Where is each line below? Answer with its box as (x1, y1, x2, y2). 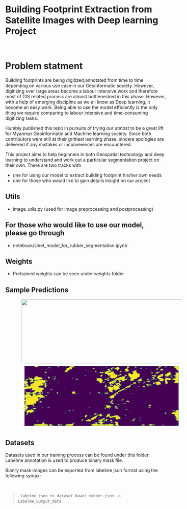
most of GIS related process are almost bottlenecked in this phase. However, (5, 93, 166, 99)
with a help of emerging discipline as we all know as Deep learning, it (5, 99, 150, 105)
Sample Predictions (5, 285, 69, 294)
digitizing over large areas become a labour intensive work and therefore (5, 88, 158, 94)
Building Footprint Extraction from (5, 4, 152, 15)
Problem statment (5, 60, 83, 72)
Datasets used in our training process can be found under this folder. (5, 452, 150, 458)
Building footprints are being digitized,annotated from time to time (5, 77, 144, 83)
